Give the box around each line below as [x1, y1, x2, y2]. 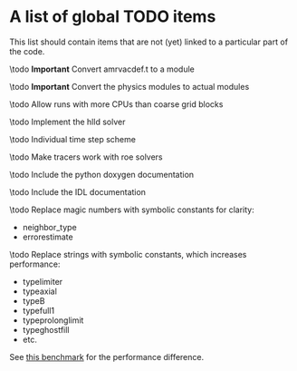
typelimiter [22, 276, 63, 287]
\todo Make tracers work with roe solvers [9, 151, 163, 162]
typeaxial [22, 286, 57, 297]
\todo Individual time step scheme [9, 133, 136, 144]
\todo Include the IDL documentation [9, 186, 147, 197]
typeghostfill [22, 324, 70, 335]
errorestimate [22, 231, 74, 242]
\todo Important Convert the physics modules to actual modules [9, 81, 250, 92]
